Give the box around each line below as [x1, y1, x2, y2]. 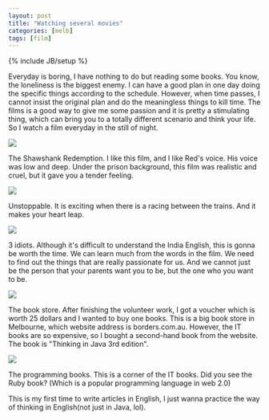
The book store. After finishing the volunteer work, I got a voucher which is [8, 305, 255, 315]
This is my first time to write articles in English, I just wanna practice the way [8, 394, 260, 404]
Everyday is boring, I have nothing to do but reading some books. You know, [8, 71, 259, 81]
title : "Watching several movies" [8, 19, 124, 27]
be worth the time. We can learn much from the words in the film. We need [8, 249, 255, 259]
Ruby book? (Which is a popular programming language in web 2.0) [8, 378, 231, 388]
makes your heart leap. [8, 210, 85, 219]
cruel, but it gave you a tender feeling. [8, 170, 134, 181]
